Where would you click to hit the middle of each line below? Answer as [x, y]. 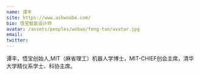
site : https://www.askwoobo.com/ [49, 18]
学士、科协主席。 [54, 66]
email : [15, 35]
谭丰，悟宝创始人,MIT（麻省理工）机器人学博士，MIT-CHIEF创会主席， [95, 58]
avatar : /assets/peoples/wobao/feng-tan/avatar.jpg [73, 29]
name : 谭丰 [19, 12]
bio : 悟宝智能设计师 [29, 23]
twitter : [17, 40]
